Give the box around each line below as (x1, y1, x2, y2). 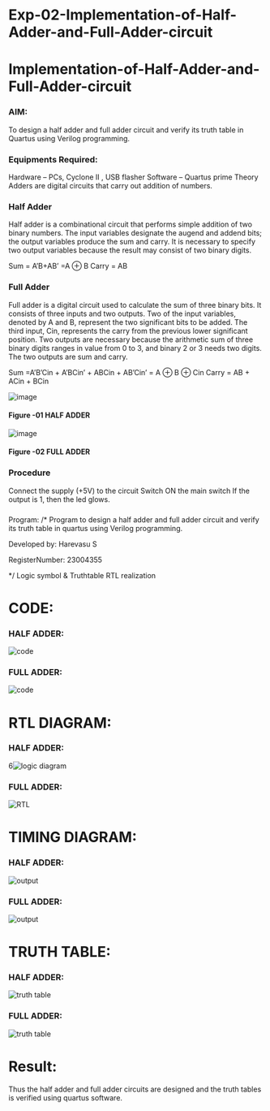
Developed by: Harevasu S (8, 538, 97, 549)
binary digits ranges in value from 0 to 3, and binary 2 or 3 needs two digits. (8, 343, 262, 352)
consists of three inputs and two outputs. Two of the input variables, (8, 309, 237, 318)
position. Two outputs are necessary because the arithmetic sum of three (8, 335, 254, 344)
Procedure (8, 467, 51, 478)
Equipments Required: (8, 153, 98, 165)
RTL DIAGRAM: (8, 713, 112, 732)
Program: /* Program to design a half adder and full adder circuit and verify (8, 514, 259, 525)
